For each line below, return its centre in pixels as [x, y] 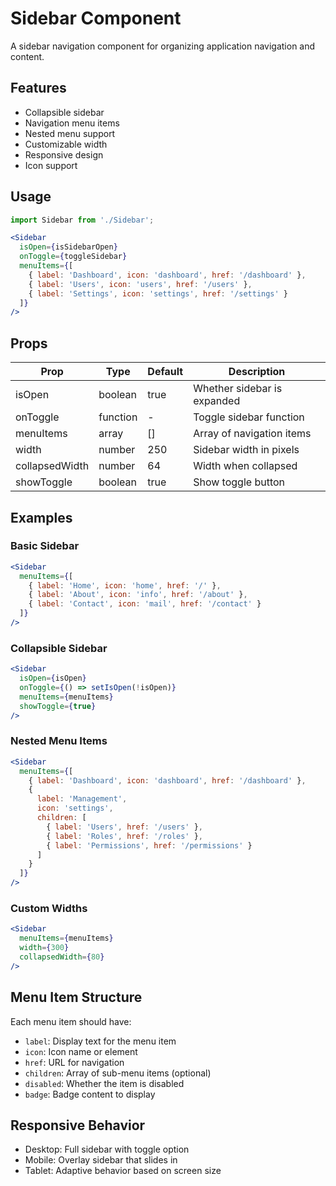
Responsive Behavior [78, 1125]
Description [257, 372]
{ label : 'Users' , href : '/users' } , [124, 827]
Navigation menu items [72, 123]
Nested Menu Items [59, 741]
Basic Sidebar [45, 546]
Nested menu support [70, 133]
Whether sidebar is [238, 389]
